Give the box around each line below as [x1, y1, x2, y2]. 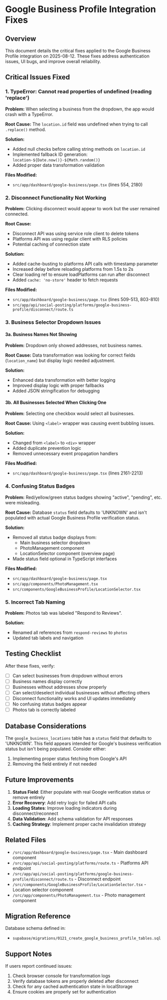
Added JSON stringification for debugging [12, 388, 100, 394]
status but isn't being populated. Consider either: [5, 745, 106, 752]
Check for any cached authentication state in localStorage [12, 983, 133, 989]
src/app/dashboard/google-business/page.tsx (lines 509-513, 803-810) [12, 296, 159, 302]
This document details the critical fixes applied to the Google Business [5, 48, 151, 53]
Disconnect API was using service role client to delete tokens [12, 230, 139, 237]
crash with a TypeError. [5, 111, 54, 117]
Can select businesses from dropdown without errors [12, 672, 123, 679]
